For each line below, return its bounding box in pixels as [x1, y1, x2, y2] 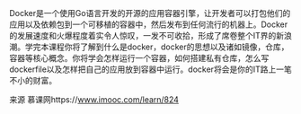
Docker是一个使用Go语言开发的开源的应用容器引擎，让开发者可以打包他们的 [9, 8, 291, 18]
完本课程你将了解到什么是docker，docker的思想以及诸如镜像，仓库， [32, 41, 289, 52]
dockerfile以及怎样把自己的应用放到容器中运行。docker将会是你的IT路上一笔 [9, 64, 292, 75]
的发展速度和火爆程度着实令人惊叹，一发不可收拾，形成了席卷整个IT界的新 [9, 31, 285, 40]
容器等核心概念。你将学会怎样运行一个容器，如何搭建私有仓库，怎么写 [9, 53, 270, 63]
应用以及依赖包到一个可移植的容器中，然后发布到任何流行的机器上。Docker [9, 19, 288, 30]
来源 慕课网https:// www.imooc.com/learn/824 [9, 94, 180, 105]
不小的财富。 [9, 75, 57, 85]
